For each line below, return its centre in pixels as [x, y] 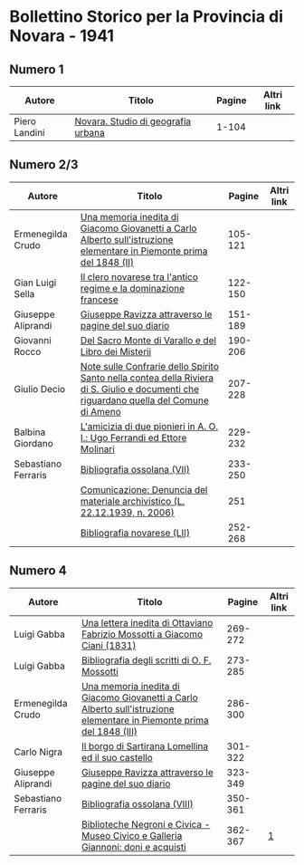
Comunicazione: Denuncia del [144, 489]
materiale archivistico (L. [133, 501]
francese [100, 299]
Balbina [30, 432]
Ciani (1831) [109, 645]
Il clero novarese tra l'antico [139, 276]
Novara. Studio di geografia [133, 121]
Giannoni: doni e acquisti [134, 847]
